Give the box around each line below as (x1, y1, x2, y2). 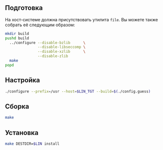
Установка (5, 128, 39, 137)
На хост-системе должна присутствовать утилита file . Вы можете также (5, 16, 158, 22)
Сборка (5, 102, 29, 110)
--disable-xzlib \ (37, 49, 86, 54)
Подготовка (5, 4, 43, 12)
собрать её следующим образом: (5, 22, 75, 28)
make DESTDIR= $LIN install (5, 141, 60, 146)
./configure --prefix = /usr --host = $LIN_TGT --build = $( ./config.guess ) (5, 89, 151, 94)
